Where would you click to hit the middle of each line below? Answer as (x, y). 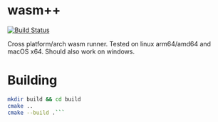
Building (32, 80)
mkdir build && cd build (44, 99)
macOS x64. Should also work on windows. (71, 51)
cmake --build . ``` (36, 113)
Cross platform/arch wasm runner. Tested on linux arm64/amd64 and (109, 44)
